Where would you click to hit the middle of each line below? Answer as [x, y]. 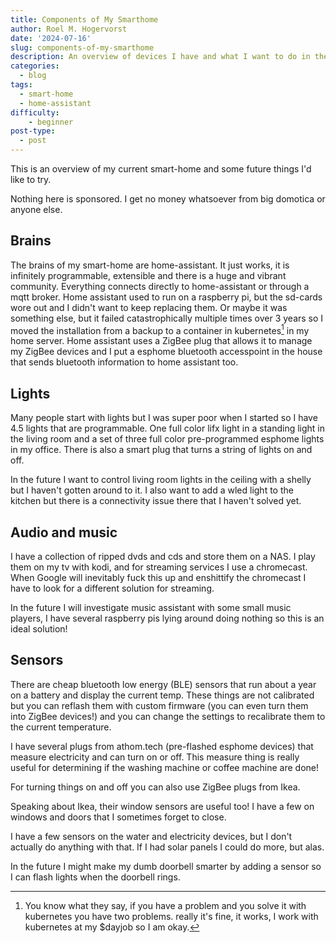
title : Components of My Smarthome [84, 19]
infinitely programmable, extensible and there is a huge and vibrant [148, 275]
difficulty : [35, 112]
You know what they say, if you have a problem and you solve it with [165, 905]
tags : [21, 85]
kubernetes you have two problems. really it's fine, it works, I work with [171, 916]
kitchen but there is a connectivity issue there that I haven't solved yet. [156, 501]
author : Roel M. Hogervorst [69, 29]
